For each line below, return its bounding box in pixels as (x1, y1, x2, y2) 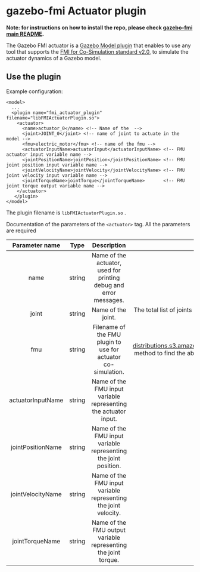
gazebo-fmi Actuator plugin (6, 4, 147, 18)
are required (6, 227, 37, 234)
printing (98, 273, 120, 282)
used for (97, 266, 121, 274)
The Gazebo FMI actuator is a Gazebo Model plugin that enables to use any (6, 42, 191, 49)
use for (99, 345, 119, 353)
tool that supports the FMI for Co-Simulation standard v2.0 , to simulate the (6, 48, 189, 55)
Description (92, 241, 126, 249)
